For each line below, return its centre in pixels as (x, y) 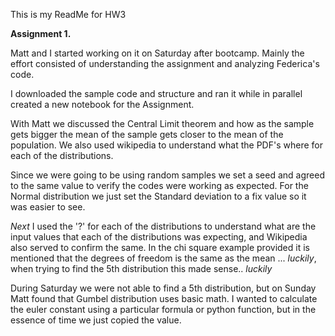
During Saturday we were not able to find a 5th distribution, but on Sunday (163, 288)
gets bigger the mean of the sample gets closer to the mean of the (147, 134)
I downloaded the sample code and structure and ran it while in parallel (156, 93)
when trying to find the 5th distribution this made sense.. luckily (141, 268)
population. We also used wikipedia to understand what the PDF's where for (166, 145)
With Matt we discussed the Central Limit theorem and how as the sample (162, 123)
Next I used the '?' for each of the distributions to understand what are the (163, 226)
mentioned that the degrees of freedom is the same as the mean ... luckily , (163, 258)
